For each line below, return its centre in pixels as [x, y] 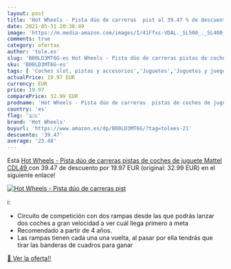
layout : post [26, 13]
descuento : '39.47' [35, 134]
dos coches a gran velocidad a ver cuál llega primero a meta [103, 223]
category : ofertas [33, 45]
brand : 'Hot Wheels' [37, 122]
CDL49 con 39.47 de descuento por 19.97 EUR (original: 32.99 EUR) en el [111, 168]
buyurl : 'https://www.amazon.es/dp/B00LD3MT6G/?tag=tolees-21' [100, 128]
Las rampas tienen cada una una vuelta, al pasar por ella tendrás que [115, 238]
